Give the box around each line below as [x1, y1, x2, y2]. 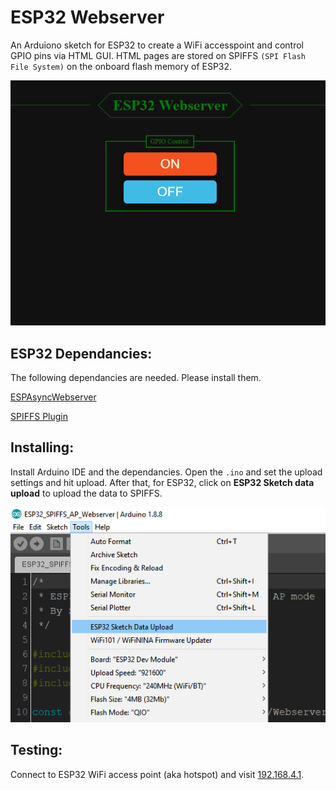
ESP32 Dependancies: [10, 345, 153, 362]
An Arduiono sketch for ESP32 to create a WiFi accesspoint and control [10, 39, 304, 51]
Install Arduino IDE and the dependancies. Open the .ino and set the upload [10, 466, 323, 478]
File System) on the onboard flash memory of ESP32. [10, 60, 233, 72]
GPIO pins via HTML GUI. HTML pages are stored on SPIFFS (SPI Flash [10, 49, 306, 61]
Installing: [10, 439, 75, 456]
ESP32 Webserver [10, 6, 165, 29]
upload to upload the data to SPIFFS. [10, 487, 163, 499]
